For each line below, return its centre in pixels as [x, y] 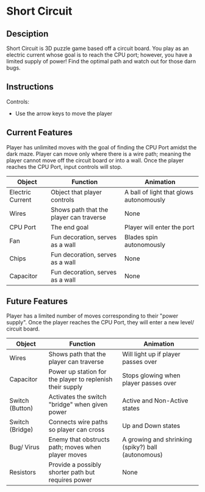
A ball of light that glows [159, 192]
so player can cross [77, 430]
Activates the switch [77, 397]
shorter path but [72, 472]
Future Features [37, 301]
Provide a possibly [75, 465]
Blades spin [141, 237]
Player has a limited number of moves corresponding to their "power [92, 316]
